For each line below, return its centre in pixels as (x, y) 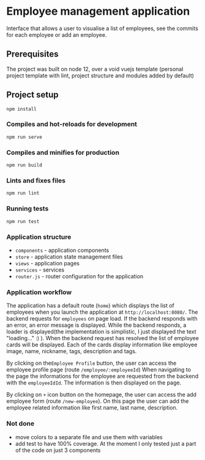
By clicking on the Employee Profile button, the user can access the (91, 363)
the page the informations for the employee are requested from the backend (102, 376)
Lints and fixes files (36, 181)
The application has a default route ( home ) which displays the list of (90, 306)
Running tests (28, 209)
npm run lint (23, 193)
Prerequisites (32, 54)
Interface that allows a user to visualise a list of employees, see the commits (102, 28)
